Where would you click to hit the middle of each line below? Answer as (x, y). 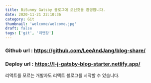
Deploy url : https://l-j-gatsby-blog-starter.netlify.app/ (73, 64)
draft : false (19, 28)
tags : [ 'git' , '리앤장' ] (29, 33)
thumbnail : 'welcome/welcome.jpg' (41, 24)
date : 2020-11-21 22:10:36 (33, 14)
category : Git (20, 19)
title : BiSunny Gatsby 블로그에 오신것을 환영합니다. (55, 10)
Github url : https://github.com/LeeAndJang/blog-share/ (75, 50)
